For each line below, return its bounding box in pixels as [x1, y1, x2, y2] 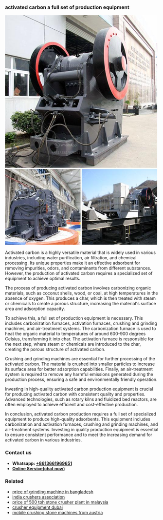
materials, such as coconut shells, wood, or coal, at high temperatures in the [5, 290, 158, 296]
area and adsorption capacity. [5, 306, 65, 312]
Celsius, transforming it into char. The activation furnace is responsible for [5, 336, 154, 342]
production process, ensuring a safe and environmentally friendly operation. [5, 376, 158, 382]
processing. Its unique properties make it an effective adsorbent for [5, 260, 141, 266]
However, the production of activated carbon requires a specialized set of [5, 270, 153, 276]
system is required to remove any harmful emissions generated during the [5, 372, 153, 377]
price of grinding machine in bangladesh [12, 489, 94, 495]
